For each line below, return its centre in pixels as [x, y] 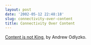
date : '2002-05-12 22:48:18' [35, 14]
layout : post [18, 10]
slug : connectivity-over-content [39, 19]
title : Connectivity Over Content [40, 23]
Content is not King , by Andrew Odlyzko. [46, 37]
